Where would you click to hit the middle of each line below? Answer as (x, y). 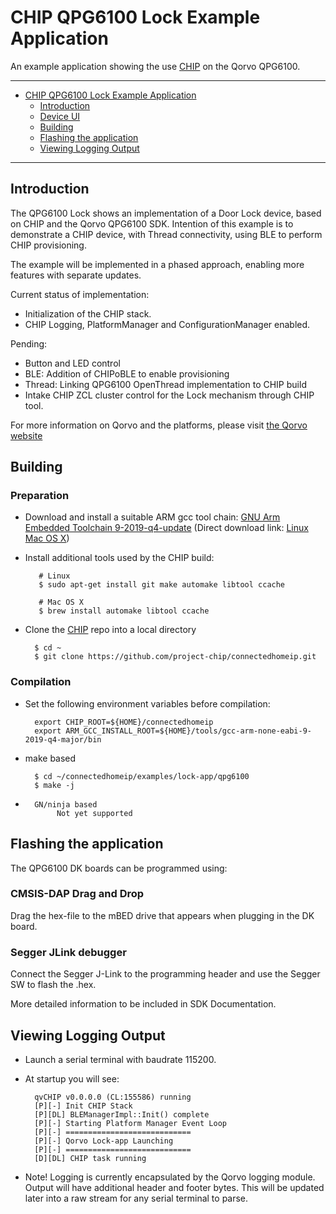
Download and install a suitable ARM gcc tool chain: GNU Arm (152, 517)
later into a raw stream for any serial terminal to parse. (136, 1198)
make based (50, 758)
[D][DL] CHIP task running (90, 1158)
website (26, 435)
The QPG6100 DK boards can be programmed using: (119, 868)
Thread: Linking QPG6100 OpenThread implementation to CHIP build (165, 384)
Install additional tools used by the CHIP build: (119, 558)
